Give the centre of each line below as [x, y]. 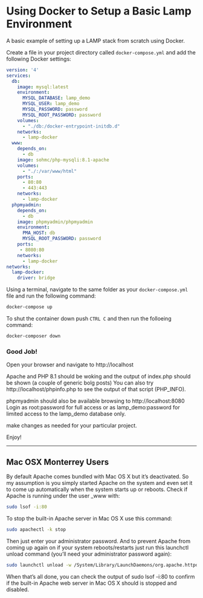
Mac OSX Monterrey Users [58, 462]
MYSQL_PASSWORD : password [55, 109]
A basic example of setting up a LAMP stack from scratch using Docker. [96, 41]
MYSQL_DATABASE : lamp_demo [56, 98]
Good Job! [22, 351]
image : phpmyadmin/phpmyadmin [55, 222]
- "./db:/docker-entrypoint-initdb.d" [71, 126]
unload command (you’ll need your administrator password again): [89, 554]
